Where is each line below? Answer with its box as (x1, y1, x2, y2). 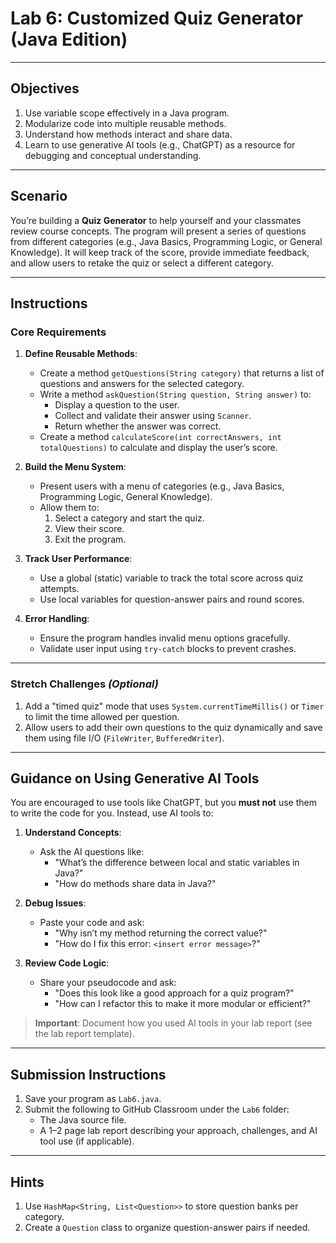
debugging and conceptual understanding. (24, 149, 202, 161)
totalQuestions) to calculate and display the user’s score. (39, 442, 278, 454)
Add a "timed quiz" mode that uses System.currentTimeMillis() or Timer (24, 700, 325, 712)
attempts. (39, 583, 80, 595)
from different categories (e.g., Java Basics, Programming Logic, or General (10, 235, 323, 247)
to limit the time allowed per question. (24, 710, 180, 722)
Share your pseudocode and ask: (39, 977, 177, 989)
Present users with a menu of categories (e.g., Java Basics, (39, 480, 285, 492)
